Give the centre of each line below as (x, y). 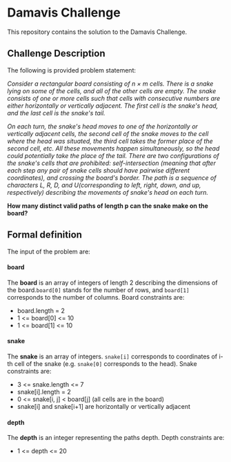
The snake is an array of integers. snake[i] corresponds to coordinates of (112, 356)
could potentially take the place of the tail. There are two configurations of (113, 155)
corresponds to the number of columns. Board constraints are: (96, 297)
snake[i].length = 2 (44, 392)
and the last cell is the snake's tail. (56, 113)
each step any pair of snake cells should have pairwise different (99, 170)
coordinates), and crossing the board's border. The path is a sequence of (112, 177)
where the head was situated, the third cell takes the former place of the (110, 141)
